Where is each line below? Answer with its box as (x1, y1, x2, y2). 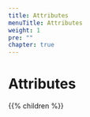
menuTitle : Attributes (8, 19, 83, 27)
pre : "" (8, 33, 34, 42)
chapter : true (8, 41, 55, 49)
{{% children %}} (8, 101, 65, 111)
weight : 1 (8, 26, 41, 34)
